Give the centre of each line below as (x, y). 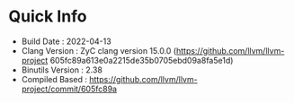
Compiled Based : (54, 79)
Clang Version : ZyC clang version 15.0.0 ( (99, 50)
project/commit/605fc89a (69, 89)
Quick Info (48, 17)
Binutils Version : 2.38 (62, 70)
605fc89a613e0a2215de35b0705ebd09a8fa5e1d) (142, 60)
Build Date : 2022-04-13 (66, 41)
